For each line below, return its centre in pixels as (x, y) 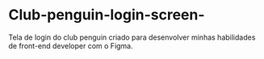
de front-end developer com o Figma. (71, 45)
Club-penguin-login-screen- (107, 15)
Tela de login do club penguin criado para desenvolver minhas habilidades (132, 37)
